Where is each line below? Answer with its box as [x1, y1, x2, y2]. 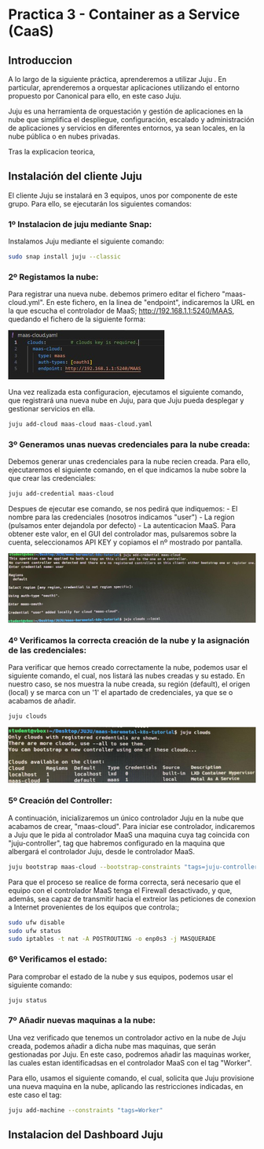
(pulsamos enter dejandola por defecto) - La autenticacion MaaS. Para [8, 521, 236, 530]
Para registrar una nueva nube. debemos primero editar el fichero [8, 289, 221, 299]
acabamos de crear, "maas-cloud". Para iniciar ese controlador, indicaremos [8, 821, 255, 831]
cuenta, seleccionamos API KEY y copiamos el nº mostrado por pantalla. [8, 537, 244, 547]
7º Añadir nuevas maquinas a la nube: [8, 1015, 156, 1026]
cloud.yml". [8, 298, 45, 307]
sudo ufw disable [8, 918, 65, 927]
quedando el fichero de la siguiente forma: [8, 314, 146, 324]
